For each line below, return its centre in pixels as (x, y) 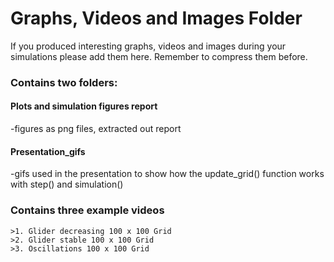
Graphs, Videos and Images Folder (156, 18)
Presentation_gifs (48, 151)
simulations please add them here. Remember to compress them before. (159, 56)
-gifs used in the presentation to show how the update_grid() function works (167, 174)
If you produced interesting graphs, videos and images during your (148, 46)
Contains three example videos (87, 210)
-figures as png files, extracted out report (96, 129)
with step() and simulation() (67, 184)
